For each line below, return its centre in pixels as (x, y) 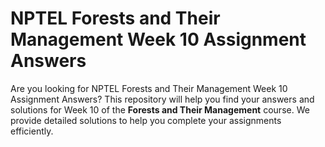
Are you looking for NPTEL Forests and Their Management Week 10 (149, 88)
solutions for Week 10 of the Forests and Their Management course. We (160, 109)
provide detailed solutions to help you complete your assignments (146, 120)
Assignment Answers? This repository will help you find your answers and (162, 99)
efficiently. (32, 131)
